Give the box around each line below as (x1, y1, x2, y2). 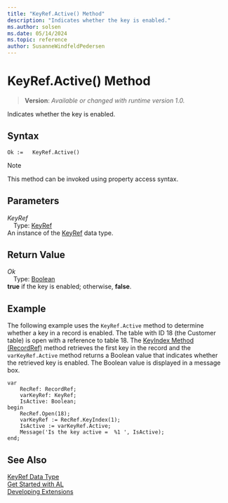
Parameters (7, 195, 60, 207)
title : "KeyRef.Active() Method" (7, 10, 105, 18)
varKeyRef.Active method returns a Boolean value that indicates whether (7, 351, 218, 360)
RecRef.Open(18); (20, 410, 71, 417)
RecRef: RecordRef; (20, 386, 77, 393)
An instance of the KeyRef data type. (7, 229, 114, 237)
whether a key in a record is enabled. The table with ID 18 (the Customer (7, 329, 216, 337)
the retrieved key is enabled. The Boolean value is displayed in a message (7, 358, 221, 367)
